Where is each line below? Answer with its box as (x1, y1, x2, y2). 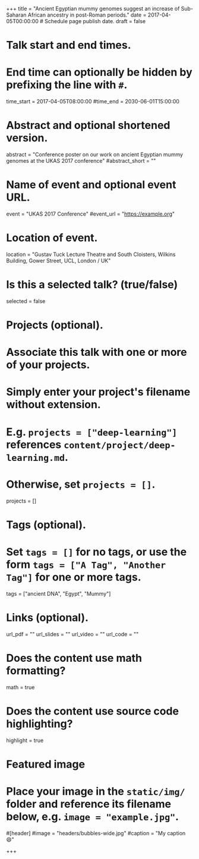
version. (6, 131, 48, 145)
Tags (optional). (6, 518, 86, 531)
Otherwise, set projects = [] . (6, 478, 156, 491)
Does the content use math (6, 651, 143, 665)
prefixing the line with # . (6, 78, 128, 91)
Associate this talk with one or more (6, 346, 187, 359)
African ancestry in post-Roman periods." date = (27, 11, 147, 18)
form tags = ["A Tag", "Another (6, 558, 166, 571)
